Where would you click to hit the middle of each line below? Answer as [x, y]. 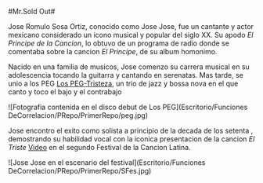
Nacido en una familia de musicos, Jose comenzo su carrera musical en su [129, 67]
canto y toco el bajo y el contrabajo [65, 92]
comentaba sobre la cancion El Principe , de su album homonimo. [113, 51]
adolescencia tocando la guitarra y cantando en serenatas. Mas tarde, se [126, 75]
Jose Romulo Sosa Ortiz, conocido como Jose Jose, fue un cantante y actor [131, 26]
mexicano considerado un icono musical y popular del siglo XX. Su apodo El [131, 35]
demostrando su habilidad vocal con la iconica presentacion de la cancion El [131, 139]
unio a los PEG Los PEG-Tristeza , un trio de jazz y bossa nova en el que [123, 83]
